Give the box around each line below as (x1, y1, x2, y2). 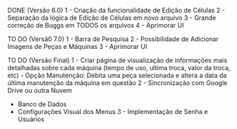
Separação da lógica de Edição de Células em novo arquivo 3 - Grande (7, 13, 216, 22)
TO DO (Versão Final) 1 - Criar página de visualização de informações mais (7, 56, 228, 64)
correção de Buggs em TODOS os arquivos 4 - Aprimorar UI (7, 21, 184, 29)
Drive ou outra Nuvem (7, 86, 73, 94)
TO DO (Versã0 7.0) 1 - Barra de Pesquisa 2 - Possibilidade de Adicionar (7, 35, 219, 43)
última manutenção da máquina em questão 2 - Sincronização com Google (7, 79, 228, 87)
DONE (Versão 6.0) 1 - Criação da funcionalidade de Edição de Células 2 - (7, 6, 226, 14)
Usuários (17, 115, 45, 123)
